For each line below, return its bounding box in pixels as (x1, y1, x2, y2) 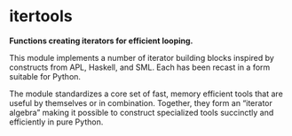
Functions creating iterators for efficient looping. (9, 35, 193, 46)
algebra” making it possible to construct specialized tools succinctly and (9, 107, 274, 117)
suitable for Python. (9, 71, 82, 81)
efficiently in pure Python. (9, 117, 104, 127)
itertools (9, 6, 73, 26)
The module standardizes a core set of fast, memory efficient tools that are (9, 88, 284, 99)
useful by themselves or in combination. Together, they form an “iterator (9, 97, 273, 108)
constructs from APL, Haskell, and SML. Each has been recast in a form (9, 62, 271, 72)
